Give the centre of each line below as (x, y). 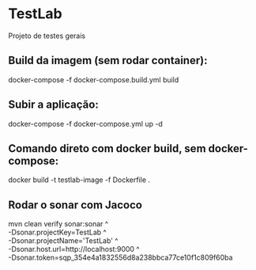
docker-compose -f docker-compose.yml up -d (86, 124)
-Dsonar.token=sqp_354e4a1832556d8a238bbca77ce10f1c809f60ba (120, 257)
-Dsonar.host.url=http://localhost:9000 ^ (74, 249)
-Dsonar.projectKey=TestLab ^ (57, 232)
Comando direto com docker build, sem (107, 148)
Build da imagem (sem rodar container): (108, 61)
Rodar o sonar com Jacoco (75, 205)
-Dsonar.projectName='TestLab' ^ (63, 241)
